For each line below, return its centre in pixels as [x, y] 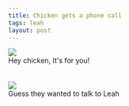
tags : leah [26, 23]
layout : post [30, 30]
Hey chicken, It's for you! [49, 61]
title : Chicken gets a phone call [65, 15]
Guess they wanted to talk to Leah [64, 94]
